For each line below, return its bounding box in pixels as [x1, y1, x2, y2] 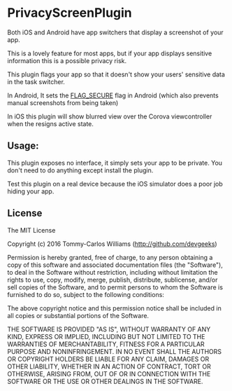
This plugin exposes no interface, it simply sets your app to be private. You [7, 158, 222, 167]
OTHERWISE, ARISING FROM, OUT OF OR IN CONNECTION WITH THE [7, 369, 211, 378]
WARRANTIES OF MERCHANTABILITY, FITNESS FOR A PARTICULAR [7, 340, 205, 348]
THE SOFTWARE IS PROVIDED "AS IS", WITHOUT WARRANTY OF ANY [7, 324, 211, 334]
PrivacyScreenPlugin [7, 5, 133, 21]
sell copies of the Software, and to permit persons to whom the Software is [7, 282, 224, 291]
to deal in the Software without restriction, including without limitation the [7, 268, 218, 276]
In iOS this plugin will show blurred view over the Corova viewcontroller [7, 112, 212, 121]
